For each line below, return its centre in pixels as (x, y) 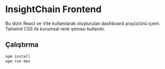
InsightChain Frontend (53, 9)
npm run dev (18, 61)
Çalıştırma (22, 45)
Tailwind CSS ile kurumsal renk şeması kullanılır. (55, 28)
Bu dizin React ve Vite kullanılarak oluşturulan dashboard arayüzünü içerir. (83, 23)
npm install (18, 56)
